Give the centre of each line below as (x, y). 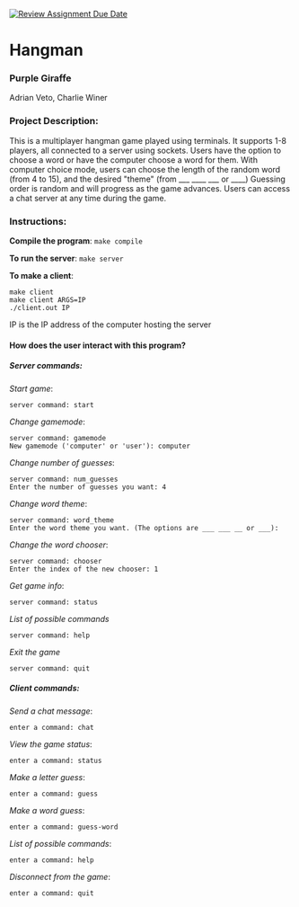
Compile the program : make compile (76, 241)
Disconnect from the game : (60, 876)
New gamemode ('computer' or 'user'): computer (100, 446)
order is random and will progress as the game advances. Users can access (149, 188)
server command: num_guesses (64, 479)
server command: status (54, 602)
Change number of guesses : (62, 462)
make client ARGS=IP (48, 300)
